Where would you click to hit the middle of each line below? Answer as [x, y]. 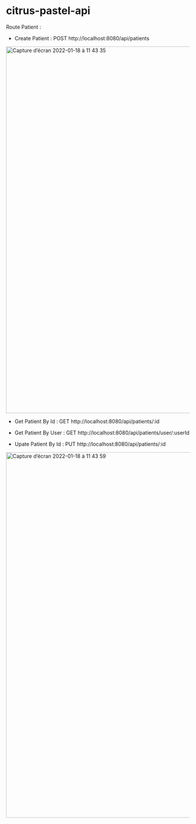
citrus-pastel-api [48, 11]
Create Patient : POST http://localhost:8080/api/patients [82, 38]
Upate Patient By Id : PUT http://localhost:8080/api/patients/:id [90, 444]
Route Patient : [24, 27]
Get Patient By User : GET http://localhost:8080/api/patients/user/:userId [102, 432]
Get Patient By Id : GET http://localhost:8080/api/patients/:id [87, 421]
